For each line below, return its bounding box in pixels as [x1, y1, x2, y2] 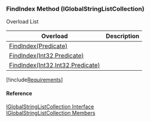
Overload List [6, 18, 39, 25]
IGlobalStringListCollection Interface [6, 103, 94, 110]
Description [106, 32, 140, 40]
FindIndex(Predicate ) [9, 42, 68, 50]
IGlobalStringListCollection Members [6, 109, 96, 116]
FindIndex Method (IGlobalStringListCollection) [6, 5, 145, 13]
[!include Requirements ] [6, 76, 63, 84]
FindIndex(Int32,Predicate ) [9, 52, 84, 60]
